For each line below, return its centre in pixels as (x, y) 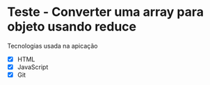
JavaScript (33, 67)
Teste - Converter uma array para (105, 12)
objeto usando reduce (72, 27)
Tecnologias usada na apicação (52, 46)
